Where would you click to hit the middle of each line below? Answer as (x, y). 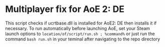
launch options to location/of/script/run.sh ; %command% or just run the (80, 33)
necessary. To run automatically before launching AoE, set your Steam (77, 28)
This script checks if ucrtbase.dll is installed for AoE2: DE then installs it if (81, 23)
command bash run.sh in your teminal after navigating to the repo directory (83, 39)
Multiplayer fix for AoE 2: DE (65, 9)
